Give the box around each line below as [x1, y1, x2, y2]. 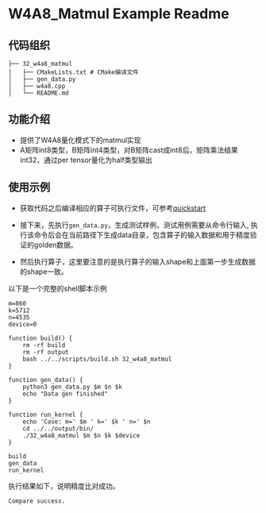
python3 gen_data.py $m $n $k [22, 383, 123, 391]
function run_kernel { [8, 411, 83, 418]
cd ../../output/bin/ [22, 424, 94, 433]
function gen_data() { [8, 376, 83, 384]
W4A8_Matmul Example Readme [8, 5, 229, 23]
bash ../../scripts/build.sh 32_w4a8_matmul [22, 355, 172, 363]
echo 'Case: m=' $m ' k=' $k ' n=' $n [22, 418, 151, 426]
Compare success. [8, 497, 66, 505]
